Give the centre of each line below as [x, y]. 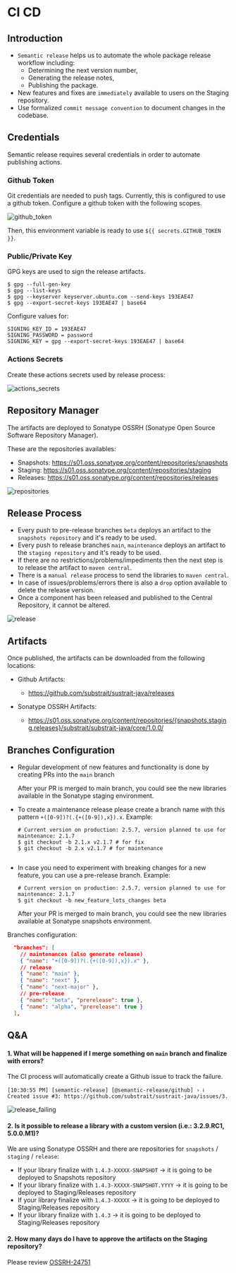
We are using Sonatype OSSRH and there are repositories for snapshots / [113, 1149]
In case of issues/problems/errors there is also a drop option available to [122, 582]
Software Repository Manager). [53, 435]
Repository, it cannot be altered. [64, 605]
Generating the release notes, [71, 78]
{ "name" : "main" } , [50, 974]
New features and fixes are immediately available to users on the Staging [123, 93]
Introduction [35, 38]
